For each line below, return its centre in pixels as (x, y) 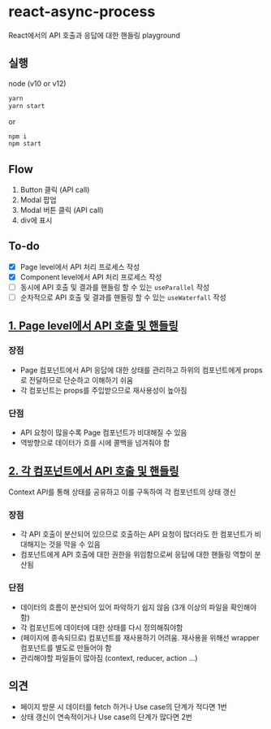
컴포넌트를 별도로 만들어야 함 (66, 648)
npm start (25, 144)
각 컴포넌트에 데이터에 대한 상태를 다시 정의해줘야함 (101, 627)
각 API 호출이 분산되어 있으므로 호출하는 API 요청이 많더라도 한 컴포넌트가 (136, 534)
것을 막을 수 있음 (75, 545)
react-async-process (82, 12)
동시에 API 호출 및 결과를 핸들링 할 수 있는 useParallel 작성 (115, 287)
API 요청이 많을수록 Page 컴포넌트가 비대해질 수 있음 (103, 432)
